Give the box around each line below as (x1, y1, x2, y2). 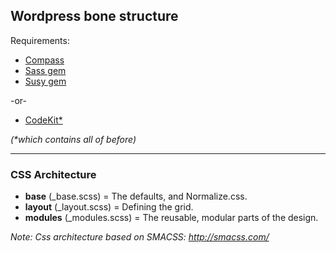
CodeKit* (24, 114, 63, 126)
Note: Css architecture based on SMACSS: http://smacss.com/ (10, 231, 270, 243)
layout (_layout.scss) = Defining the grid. (24, 201, 194, 213)
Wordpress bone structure (10, 8, 179, 25)
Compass (24, 54, 65, 66)
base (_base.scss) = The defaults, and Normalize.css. (24, 190, 248, 203)
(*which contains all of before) (10, 133, 137, 145)
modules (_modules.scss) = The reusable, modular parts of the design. (24, 212, 319, 224)
